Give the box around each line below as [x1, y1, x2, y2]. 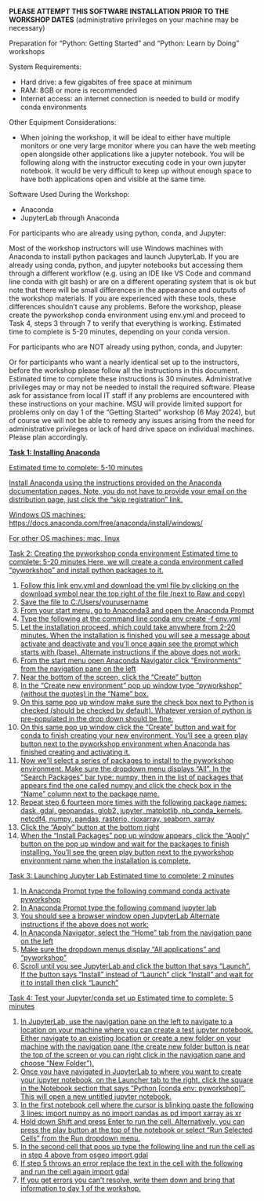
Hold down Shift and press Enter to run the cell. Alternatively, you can [20, 1117, 245, 1126]
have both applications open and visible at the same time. [20, 174, 207, 184]
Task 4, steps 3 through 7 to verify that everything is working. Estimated [9, 319, 241, 328]
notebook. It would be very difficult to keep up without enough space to [20, 166, 252, 175]
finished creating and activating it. [20, 747, 131, 757]
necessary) [9, 24, 45, 32]
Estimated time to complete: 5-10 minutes [9, 463, 143, 472]
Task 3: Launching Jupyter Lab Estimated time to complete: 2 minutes [9, 871, 234, 880]
